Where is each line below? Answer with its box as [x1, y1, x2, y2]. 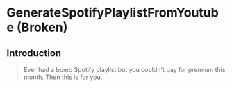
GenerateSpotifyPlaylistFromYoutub [6, 5, 219, 21]
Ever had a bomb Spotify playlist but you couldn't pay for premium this [23, 66, 226, 73]
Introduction [6, 47, 62, 59]
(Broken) [16, 19, 68, 35]
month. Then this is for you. [23, 73, 103, 81]
